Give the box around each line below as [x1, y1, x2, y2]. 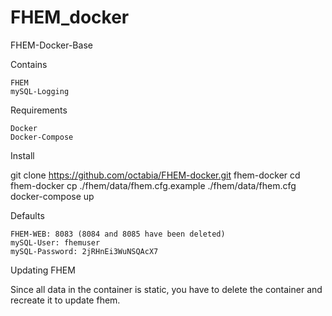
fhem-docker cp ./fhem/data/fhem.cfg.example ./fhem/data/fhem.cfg [10, 179, 297, 191]
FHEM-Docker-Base [10, 39, 93, 51]
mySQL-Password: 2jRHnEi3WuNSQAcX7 [10, 246, 159, 256]
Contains [10, 58, 48, 70]
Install [10, 149, 35, 161]
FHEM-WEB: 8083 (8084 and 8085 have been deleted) [10, 229, 226, 239]
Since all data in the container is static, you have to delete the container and [10, 283, 323, 295]
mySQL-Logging [10, 86, 70, 96]
